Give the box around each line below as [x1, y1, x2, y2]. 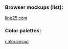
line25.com [5, 15, 28, 21]
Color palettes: [5, 27, 42, 34]
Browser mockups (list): [5, 4, 64, 11]
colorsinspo [5, 38, 29, 44]
